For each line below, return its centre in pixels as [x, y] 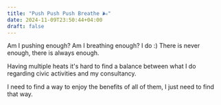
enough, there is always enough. [53, 53]
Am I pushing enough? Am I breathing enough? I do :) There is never [104, 46]
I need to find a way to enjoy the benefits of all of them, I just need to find [111, 87]
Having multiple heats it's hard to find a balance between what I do [102, 67]
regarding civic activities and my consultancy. [72, 73]
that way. [20, 94]
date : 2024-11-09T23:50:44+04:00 [55, 20]
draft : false [26, 26]
